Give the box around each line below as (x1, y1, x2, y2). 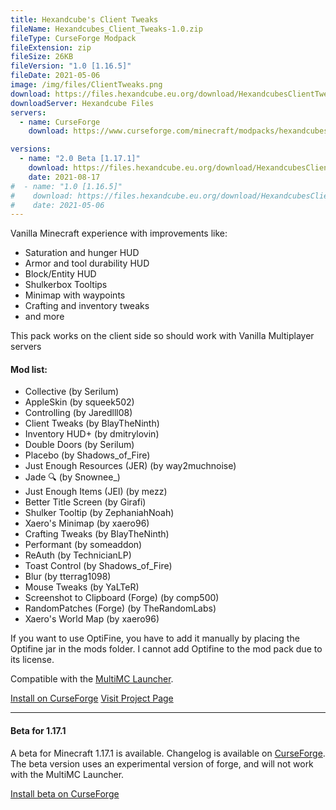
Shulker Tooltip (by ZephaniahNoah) (24, 507, 175, 519)
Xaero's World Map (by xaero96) (24, 613, 160, 625)
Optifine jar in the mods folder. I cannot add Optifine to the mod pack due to (10, 643, 323, 655)
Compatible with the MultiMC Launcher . (10, 673, 174, 685)
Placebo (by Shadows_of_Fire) (24, 449, 151, 461)
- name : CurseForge (19, 117, 101, 127)
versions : (10, 144, 52, 155)
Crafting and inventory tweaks (24, 300, 150, 312)
